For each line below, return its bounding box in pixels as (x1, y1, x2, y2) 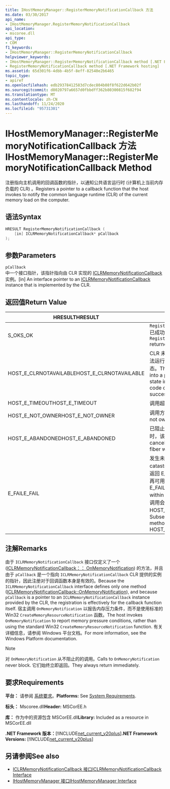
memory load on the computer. (5, 197, 70, 203)
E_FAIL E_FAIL (8, 490, 39, 497)
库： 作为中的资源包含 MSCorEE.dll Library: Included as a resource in (5, 714, 149, 720)
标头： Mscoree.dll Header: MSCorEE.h (5, 704, 87, 710)
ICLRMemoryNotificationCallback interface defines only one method (5, 583, 147, 589)
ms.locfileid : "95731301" (5, 106, 60, 111)
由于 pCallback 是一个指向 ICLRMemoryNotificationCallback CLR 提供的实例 (5, 571, 162, 577)
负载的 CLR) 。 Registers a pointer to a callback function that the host (5, 186, 149, 192)
